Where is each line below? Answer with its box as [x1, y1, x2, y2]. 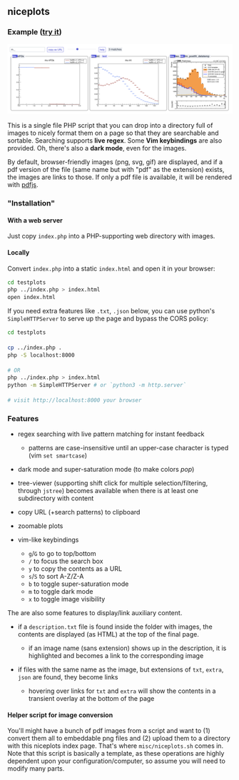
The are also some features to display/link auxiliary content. [7, 609, 183, 617]
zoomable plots [17, 522, 63, 530]
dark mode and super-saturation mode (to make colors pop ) [17, 465, 195, 474]
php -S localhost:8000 [7, 351, 75, 359]
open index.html [7, 294, 56, 301]
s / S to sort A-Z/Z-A [28, 572, 84, 581]
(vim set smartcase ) [28, 451, 88, 460]
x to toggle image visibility [28, 595, 106, 604]
